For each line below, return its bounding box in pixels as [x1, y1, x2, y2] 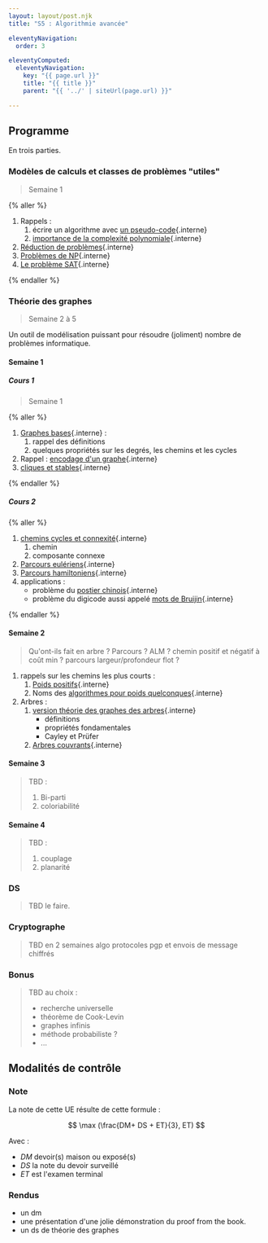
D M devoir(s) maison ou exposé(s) [19, 1152, 136, 1162]
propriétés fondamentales [44, 723, 132, 732]
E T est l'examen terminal [19, 1169, 103, 1179]
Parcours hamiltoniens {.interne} [19, 568, 128, 578]
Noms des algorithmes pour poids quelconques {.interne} [32, 687, 223, 697]
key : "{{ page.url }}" [23, 72, 100, 80]
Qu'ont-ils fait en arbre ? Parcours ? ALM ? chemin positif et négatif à [28, 646, 260, 656]
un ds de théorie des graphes [19, 1225, 119, 1235]
